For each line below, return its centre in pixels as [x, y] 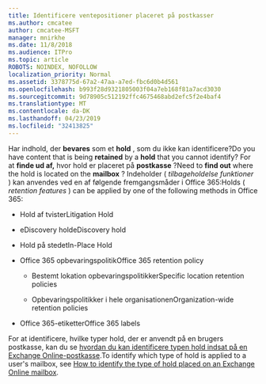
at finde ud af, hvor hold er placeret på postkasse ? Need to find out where [131, 165]
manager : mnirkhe [37, 38]
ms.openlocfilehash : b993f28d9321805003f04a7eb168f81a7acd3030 [115, 89]
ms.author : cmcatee [40, 23]
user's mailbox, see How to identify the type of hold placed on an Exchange [132, 363]
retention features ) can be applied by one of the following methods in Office [133, 190]
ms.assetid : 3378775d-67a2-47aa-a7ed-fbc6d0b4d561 [93, 82]
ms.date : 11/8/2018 [40, 45]
